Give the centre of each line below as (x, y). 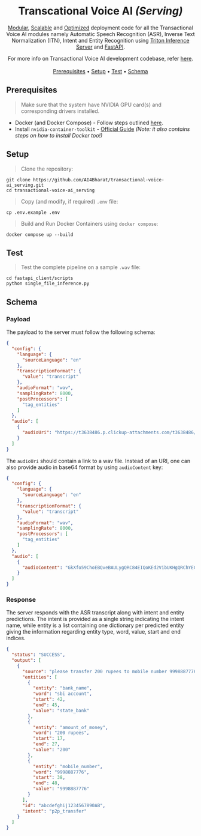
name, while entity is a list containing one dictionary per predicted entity (95, 625)
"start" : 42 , (49, 700)
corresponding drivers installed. (60, 111)
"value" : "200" (51, 750)
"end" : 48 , (46, 783)
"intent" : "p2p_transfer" (54, 811)
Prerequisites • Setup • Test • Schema (100, 71)
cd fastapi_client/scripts (40, 278)
